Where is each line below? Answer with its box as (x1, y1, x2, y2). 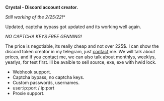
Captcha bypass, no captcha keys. (12, 74, 85, 80)
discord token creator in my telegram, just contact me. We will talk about (5, 49, 155, 54)
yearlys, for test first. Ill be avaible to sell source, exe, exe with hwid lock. (5, 59, 157, 65)
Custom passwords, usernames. (12, 80, 79, 85)
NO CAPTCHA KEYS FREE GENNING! (5, 34, 82, 39)
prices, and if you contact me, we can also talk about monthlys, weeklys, (5, 54, 156, 60)
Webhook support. (12, 69, 51, 75)
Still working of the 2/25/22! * (5, 14, 65, 20)
